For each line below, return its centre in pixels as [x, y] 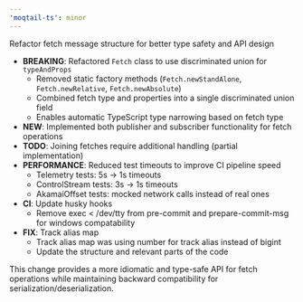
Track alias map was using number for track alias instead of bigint [159, 241]
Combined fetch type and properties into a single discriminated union [165, 98]
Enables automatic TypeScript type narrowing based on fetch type [160, 117]
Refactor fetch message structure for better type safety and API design [142, 43]
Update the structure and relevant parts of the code [132, 251]
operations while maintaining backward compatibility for [114, 278]
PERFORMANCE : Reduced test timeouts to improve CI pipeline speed [152, 165]
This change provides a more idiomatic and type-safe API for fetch [133, 269]
